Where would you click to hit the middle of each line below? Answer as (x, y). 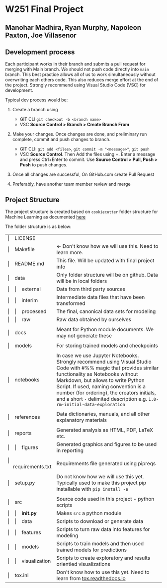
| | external (24, 289)
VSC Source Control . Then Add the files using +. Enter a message (87, 154)
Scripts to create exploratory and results (103, 558)
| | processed (27, 311)
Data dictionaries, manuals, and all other (103, 414)
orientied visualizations (83, 564)
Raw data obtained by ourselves (94, 320)
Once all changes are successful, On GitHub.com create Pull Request (83, 174)
